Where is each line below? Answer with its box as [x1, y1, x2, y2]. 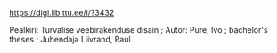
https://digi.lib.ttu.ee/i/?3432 [9, 8, 115, 18]
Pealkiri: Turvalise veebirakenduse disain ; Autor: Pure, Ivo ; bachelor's [9, 25, 269, 34]
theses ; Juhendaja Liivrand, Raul [9, 34, 131, 44]
